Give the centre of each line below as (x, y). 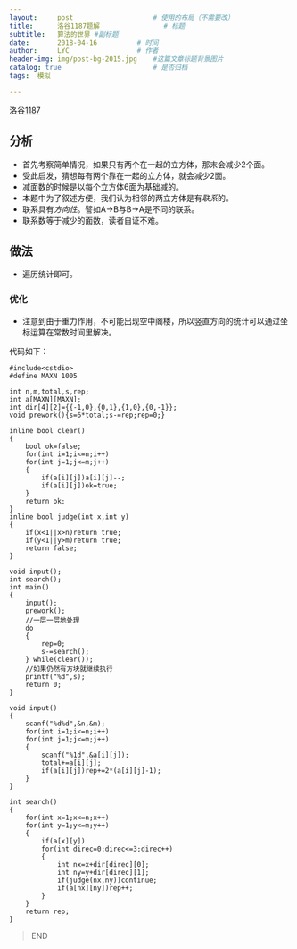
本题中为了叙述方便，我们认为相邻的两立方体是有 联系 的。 (128, 198)
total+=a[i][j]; (71, 763)
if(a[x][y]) (64, 841)
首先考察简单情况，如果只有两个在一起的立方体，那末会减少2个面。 (146, 164)
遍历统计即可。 (49, 275)
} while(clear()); (59, 659)
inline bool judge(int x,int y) (69, 517)
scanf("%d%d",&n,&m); (65, 724)
